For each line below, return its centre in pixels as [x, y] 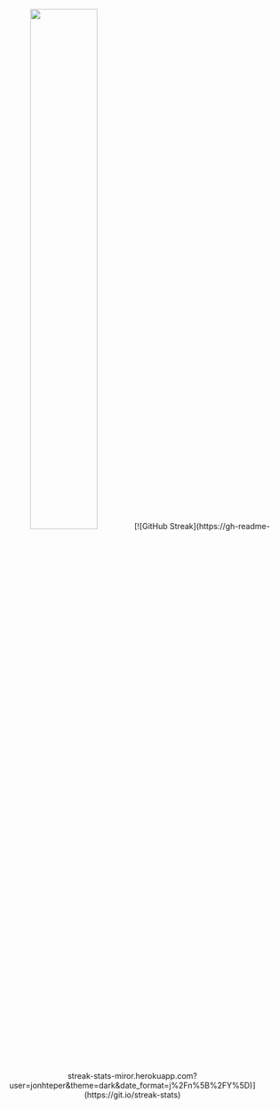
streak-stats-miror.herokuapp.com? [132, 1076]
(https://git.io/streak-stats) [132, 1095]
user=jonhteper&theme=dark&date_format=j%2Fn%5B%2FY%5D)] [132, 1085]
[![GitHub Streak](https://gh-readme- [202, 526]
